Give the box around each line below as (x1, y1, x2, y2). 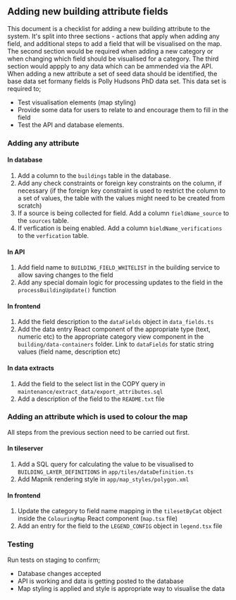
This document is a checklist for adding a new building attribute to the (7, 24, 211, 32)
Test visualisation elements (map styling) (17, 98, 137, 107)
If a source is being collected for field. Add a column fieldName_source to (17, 208, 230, 217)
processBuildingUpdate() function (17, 286, 116, 294)
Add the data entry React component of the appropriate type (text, (17, 325, 211, 334)
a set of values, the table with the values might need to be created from (17, 193, 225, 202)
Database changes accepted (17, 569, 101, 577)
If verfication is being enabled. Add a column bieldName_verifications (17, 224, 223, 232)
